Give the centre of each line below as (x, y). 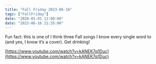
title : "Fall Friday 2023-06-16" (39, 9)
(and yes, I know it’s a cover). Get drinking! (48, 42)
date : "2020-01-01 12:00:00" (34, 18)
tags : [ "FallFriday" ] (27, 14)
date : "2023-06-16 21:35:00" (34, 23)
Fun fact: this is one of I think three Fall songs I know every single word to (78, 37)
